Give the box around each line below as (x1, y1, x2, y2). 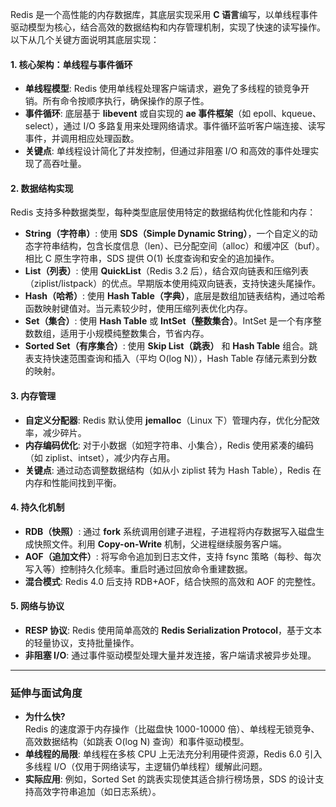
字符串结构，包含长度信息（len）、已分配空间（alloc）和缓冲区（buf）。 (33, 240, 325, 252)
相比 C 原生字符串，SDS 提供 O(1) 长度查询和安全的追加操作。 (24, 253, 280, 265)
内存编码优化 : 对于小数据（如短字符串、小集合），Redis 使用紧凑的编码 (24, 439, 315, 451)
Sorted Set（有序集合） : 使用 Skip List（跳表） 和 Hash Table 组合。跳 (24, 340, 318, 352)
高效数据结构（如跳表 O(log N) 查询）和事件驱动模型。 (24, 736, 250, 748)
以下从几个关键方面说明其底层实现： (10, 34, 160, 45)
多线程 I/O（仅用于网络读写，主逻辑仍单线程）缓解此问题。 (24, 761, 268, 773)
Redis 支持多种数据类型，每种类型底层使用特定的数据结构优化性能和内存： (10, 206, 317, 218)
